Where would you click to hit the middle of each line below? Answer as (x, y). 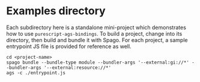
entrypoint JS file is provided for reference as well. (69, 46)
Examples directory (56, 11)
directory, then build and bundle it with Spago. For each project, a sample (97, 40)
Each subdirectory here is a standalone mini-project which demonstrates (96, 27)
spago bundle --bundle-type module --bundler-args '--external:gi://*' (98, 62)
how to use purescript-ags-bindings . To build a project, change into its (94, 33)
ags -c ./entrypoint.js (36, 72)
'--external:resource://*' (78, 67)
